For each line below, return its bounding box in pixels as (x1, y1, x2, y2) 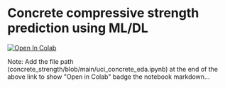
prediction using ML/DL (7, 20, 149, 36)
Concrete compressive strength (7, 5, 199, 21)
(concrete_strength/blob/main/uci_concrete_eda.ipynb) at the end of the (7, 65, 219, 73)
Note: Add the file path (7, 57, 74, 65)
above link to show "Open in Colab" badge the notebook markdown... (7, 72, 210, 81)
